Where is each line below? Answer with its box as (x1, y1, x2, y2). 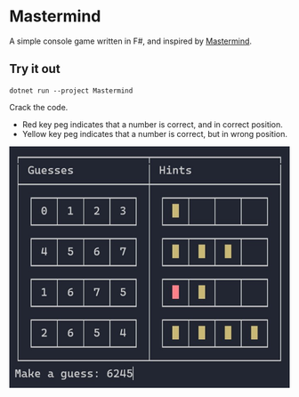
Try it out (9, 61, 61, 77)
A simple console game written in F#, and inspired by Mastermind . (9, 36, 252, 46)
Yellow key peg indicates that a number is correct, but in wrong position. (21, 128, 287, 139)
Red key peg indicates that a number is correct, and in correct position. (21, 118, 283, 130)
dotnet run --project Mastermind (9, 86, 133, 95)
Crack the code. (9, 101, 69, 112)
